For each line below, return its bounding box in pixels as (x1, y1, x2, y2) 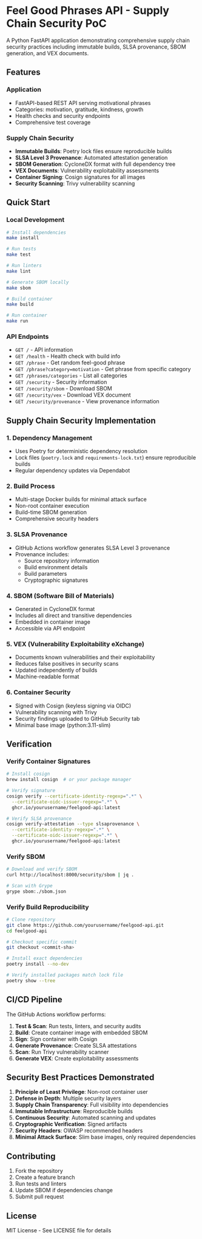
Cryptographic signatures (24, 576, 89, 584)
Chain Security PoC (6, 16, 107, 30)
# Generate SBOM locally (6, 279, 69, 285)
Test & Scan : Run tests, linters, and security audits (15, 1022, 141, 1029)
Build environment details (24, 563, 88, 571)
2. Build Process (6, 482, 55, 491)
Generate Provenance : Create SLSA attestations (15, 1042, 137, 1049)
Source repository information (24, 557, 99, 564)
